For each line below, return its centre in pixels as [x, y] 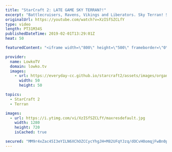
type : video [18, 24]
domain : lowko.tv [28, 66]
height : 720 [27, 128]
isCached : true [31, 132]
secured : [15, 141]
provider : [16, 57]
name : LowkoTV [25, 62]
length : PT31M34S [24, 29]
